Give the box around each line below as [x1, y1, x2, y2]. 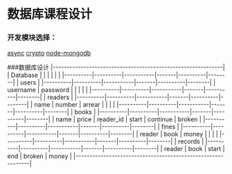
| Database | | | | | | [7, 71, 61, 80]
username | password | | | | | [7, 86, 88, 94]
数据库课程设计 [7, 6, 93, 22]
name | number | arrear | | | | [34, 101, 116, 109]
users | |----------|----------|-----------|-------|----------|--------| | [20, 78, 216, 87]
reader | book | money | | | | [139, 130, 218, 139]
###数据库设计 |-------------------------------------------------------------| [7, 63, 225, 71]
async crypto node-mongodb [7, 49, 91, 58]
